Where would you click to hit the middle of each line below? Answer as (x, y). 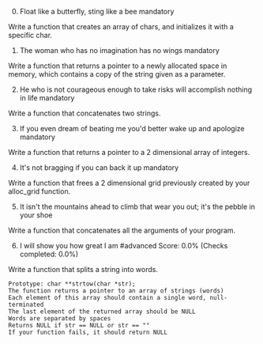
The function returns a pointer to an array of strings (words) (116, 291)
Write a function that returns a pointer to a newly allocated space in (118, 66)
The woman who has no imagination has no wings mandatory (119, 50)
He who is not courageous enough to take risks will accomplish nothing (136, 89)
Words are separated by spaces (60, 319)
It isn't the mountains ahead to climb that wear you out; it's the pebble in (137, 206)
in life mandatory (47, 98)
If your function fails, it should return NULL (88, 332)
